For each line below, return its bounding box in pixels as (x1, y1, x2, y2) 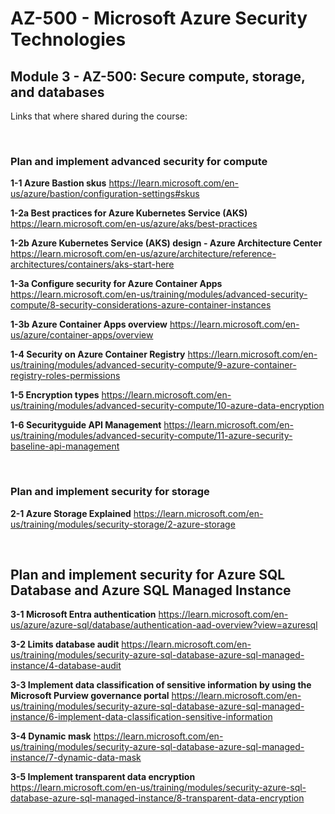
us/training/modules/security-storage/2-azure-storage (10, 518, 236, 530)
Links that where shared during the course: (10, 110, 188, 122)
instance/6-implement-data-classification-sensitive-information (10, 711, 273, 723)
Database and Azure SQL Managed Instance (10, 582, 292, 599)
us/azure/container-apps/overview (10, 329, 154, 341)
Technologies (10, 28, 127, 51)
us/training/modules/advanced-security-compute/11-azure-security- (10, 430, 293, 442)
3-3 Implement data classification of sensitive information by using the (10, 679, 312, 691)
